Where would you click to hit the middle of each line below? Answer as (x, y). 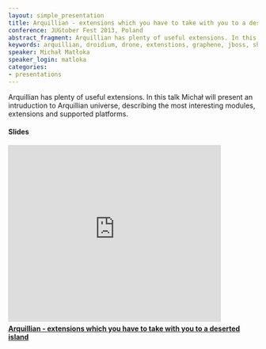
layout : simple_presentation (56, 15)
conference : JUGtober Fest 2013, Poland (76, 30)
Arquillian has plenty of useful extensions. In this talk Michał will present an (131, 97)
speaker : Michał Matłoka (49, 52)
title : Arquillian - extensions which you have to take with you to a (127, 23)
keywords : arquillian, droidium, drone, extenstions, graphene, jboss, (129, 45)
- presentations (35, 74)
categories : (28, 67)
